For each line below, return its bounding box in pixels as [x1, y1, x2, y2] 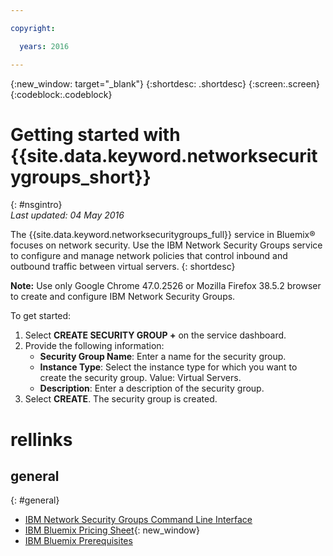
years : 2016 [19, 41, 70, 51]
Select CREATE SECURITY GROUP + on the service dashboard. [24, 329, 287, 341]
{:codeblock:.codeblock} [10, 88, 113, 100]
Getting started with [10, 123, 181, 146]
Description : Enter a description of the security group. [39, 382, 265, 395]
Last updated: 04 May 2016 [10, 209, 125, 221]
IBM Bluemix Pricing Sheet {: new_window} [24, 524, 200, 536]
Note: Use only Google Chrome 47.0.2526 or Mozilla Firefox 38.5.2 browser [10, 280, 322, 292]
